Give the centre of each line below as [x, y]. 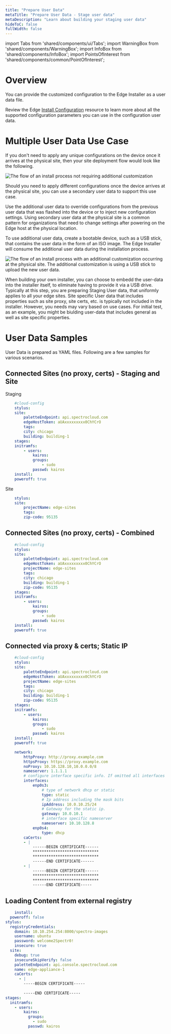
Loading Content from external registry [69, 901]
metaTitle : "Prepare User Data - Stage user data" [60, 15]
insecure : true [31, 946]
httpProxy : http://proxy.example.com [63, 757]
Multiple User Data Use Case [67, 141]
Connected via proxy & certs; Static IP [67, 646]
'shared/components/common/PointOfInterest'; [55, 60]
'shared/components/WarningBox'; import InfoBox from [64, 49]
